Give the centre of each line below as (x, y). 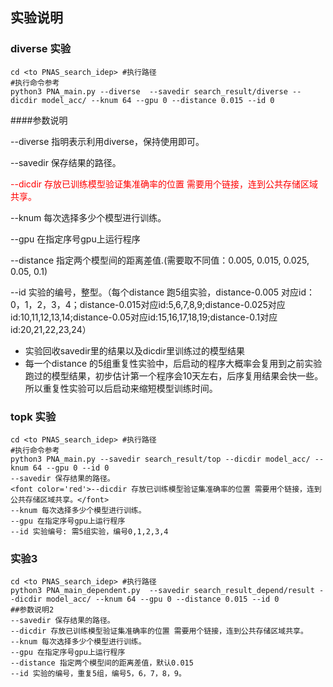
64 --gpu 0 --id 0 (71, 468)
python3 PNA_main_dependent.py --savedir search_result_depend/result (162, 591)
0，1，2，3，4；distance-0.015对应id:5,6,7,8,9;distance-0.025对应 (148, 304)
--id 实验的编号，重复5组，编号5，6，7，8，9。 (98, 674)
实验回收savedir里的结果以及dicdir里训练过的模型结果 (135, 350)
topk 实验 (33, 416)
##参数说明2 (32, 610)
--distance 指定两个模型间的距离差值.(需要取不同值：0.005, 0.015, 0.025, (160, 260)
